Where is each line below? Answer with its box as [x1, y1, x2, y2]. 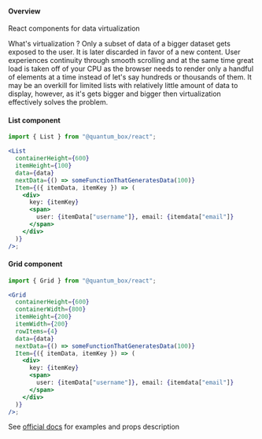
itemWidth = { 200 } [15, 320, 68, 328]
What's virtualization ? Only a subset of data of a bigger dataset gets [8, 39, 231, 49]
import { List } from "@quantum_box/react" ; [8, 133, 157, 141]
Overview [8, 6, 41, 16]
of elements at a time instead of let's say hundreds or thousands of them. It [8, 72, 252, 82]
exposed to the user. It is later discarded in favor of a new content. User [8, 47, 241, 57]
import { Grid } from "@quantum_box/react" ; [8, 276, 157, 285]
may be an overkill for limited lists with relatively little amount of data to [8, 81, 238, 90]
